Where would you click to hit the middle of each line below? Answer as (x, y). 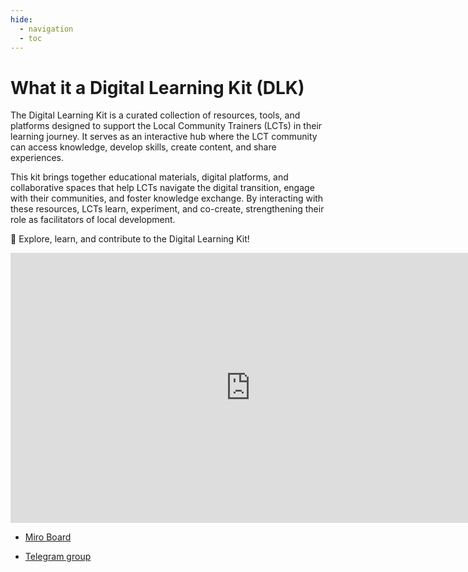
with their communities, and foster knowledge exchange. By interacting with (167, 198)
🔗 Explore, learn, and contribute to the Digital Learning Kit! (130, 239)
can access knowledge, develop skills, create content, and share (143, 147)
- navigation (46, 29)
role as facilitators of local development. (93, 220)
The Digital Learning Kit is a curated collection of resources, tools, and (155, 115)
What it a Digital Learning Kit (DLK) (157, 87)
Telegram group (58, 557)
